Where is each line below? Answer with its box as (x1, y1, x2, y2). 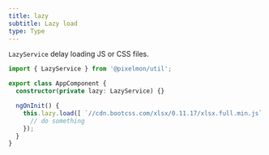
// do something (29, 117, 85, 125)
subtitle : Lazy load (8, 19, 79, 28)
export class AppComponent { (8, 80, 107, 88)
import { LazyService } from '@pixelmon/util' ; (8, 65, 173, 73)
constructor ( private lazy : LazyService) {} (15, 87, 164, 96)
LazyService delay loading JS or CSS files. (8, 50, 150, 59)
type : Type (8, 27, 45, 35)
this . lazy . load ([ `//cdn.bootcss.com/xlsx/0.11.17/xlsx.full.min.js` (23, 109, 263, 118)
